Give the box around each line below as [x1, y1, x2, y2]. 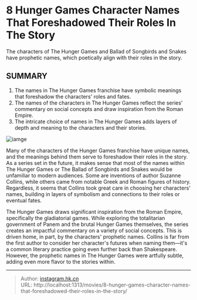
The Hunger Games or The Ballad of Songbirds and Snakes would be [6, 166, 173, 173]
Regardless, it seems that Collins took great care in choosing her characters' [6, 184, 191, 191]
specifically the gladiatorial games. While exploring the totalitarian [6, 214, 165, 221]
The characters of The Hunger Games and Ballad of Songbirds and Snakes [6, 48, 186, 55]
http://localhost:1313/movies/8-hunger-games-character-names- [33, 281, 191, 288]
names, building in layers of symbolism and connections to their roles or [6, 190, 180, 197]
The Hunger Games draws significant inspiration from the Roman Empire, [6, 208, 183, 215]
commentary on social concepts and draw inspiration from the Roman [14, 105, 184, 112]
